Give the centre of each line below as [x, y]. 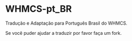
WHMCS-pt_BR [39, 9]
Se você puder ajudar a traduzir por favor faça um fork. [63, 33]
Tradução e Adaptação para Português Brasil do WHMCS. [67, 23]
